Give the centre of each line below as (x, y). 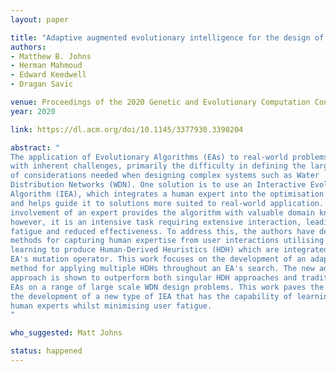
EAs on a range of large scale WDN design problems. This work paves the (167, 287)
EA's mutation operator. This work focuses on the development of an (158, 259)
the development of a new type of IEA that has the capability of (151, 296)
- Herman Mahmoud (46, 66)
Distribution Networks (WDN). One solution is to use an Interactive (158, 185)
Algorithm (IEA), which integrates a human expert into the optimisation (167, 194)
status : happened (46, 351)
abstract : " (35, 147)
